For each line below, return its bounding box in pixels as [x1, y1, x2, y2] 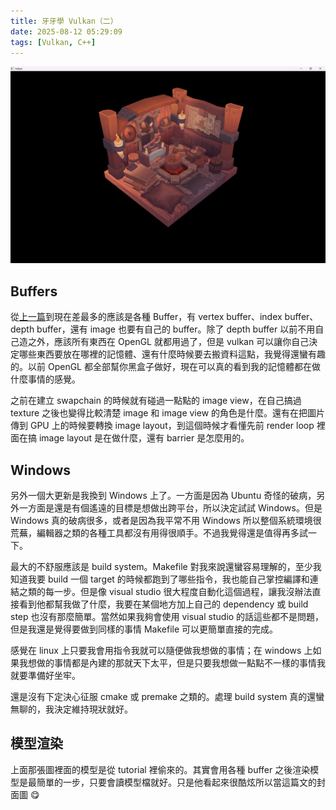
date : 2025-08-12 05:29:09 [10, 26, 123, 37]
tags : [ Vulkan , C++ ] [10, 37, 97, 47]
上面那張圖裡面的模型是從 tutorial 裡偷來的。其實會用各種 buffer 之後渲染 [10, 763, 311, 775]
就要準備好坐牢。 [10, 670, 81, 681]
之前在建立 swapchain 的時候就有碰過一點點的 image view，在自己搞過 [10, 395, 302, 407]
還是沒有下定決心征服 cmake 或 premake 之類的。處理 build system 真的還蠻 [10, 691, 325, 702]
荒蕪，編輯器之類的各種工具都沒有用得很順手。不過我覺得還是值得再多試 [10, 527, 308, 539]
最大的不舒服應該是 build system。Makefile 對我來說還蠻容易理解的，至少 [10, 561, 313, 572]
